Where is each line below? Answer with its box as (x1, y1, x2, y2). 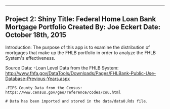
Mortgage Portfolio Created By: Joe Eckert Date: (5, 23, 161, 31)
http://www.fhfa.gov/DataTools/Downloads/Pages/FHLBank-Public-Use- (5, 70, 156, 76)
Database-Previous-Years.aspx (5, 76, 70, 82)
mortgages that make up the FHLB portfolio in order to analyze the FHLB (5, 49, 156, 56)
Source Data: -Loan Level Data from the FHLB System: (5, 64, 119, 71)
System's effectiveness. (5, 55, 56, 61)
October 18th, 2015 (5, 31, 67, 40)
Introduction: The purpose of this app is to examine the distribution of (5, 44, 150, 50)
